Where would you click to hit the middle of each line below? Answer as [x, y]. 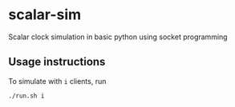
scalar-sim [45, 15]
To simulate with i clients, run [57, 81]
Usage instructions [57, 62]
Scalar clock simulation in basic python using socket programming [118, 37]
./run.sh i [26, 96]
